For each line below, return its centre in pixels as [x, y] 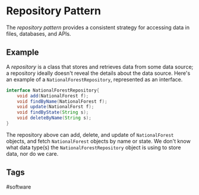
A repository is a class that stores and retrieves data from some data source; [100, 67]
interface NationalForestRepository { [53, 90]
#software [19, 187]
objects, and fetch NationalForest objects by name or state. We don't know [99, 141]
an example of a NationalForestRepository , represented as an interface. [94, 79]
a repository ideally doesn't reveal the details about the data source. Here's [98, 73]
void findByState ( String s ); [53, 112]
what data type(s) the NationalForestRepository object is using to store [94, 147]
